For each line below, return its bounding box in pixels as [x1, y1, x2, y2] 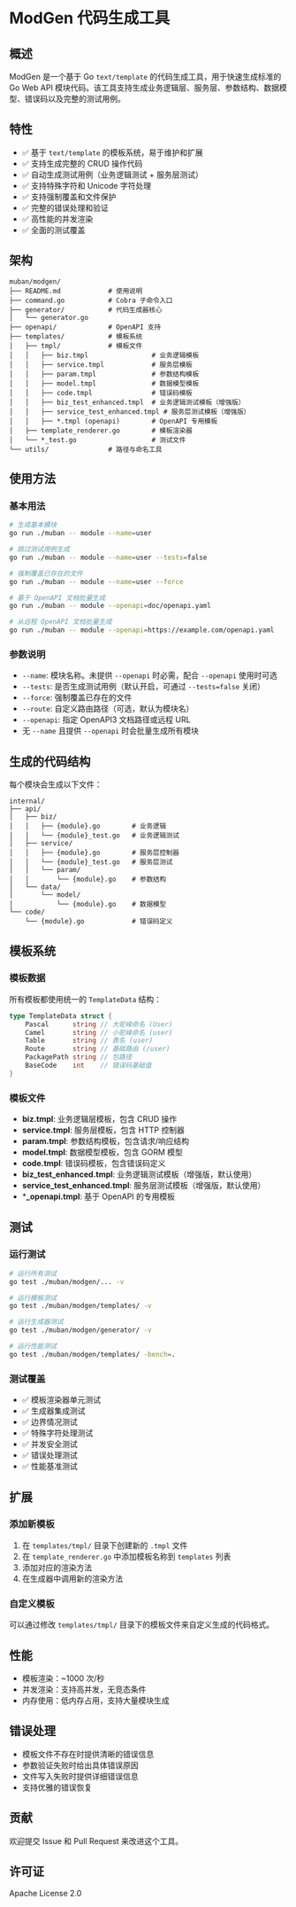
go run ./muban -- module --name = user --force [9, 577, 184, 586]
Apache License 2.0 [9, 1888, 82, 1899]
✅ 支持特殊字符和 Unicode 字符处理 [21, 180, 152, 191]
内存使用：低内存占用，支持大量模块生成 [21, 1694, 170, 1706]
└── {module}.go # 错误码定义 [25, 917, 173, 926]
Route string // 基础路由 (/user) [25, 1045, 171, 1054]
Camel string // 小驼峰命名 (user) [25, 1028, 173, 1037]
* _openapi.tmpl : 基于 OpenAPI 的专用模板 [21, 1191, 175, 1202]
